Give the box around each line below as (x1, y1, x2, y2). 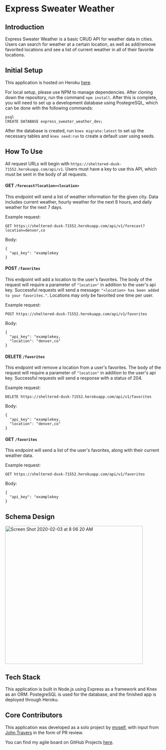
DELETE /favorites (5, 353, 45, 359)
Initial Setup (5, 66, 43, 75)
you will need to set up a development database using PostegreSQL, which (5, 100, 158, 106)
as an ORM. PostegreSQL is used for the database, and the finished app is (5, 691, 157, 697)
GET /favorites (5, 436, 38, 442)
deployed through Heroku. (5, 697, 59, 703)
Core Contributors (5, 711, 63, 720)
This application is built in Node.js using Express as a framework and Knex (5, 686, 157, 692)
